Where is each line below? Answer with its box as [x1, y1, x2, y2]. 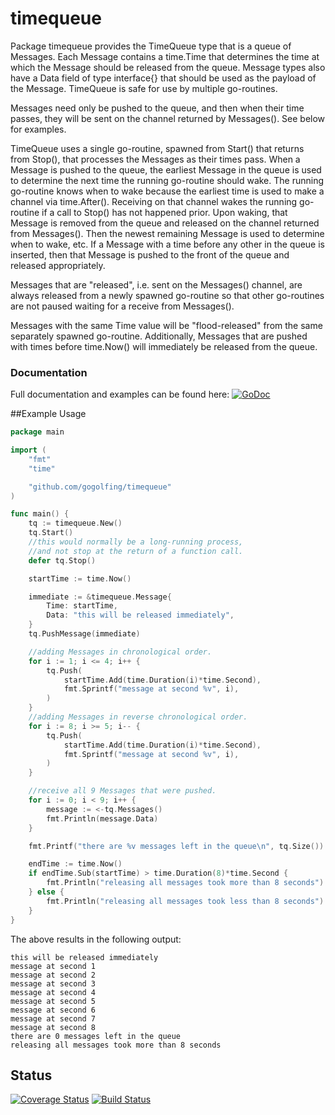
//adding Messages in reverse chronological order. [28, 712, 248, 722]
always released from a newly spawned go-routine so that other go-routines [10, 289, 325, 301]
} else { [28, 887, 65, 897]
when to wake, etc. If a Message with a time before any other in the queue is [10, 238, 325, 250]
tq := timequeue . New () [28, 518, 123, 529]
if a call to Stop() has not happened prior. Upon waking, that [41, 206, 288, 218]
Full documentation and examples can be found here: [10, 388, 230, 401]
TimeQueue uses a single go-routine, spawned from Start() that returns [10, 142, 305, 154]
